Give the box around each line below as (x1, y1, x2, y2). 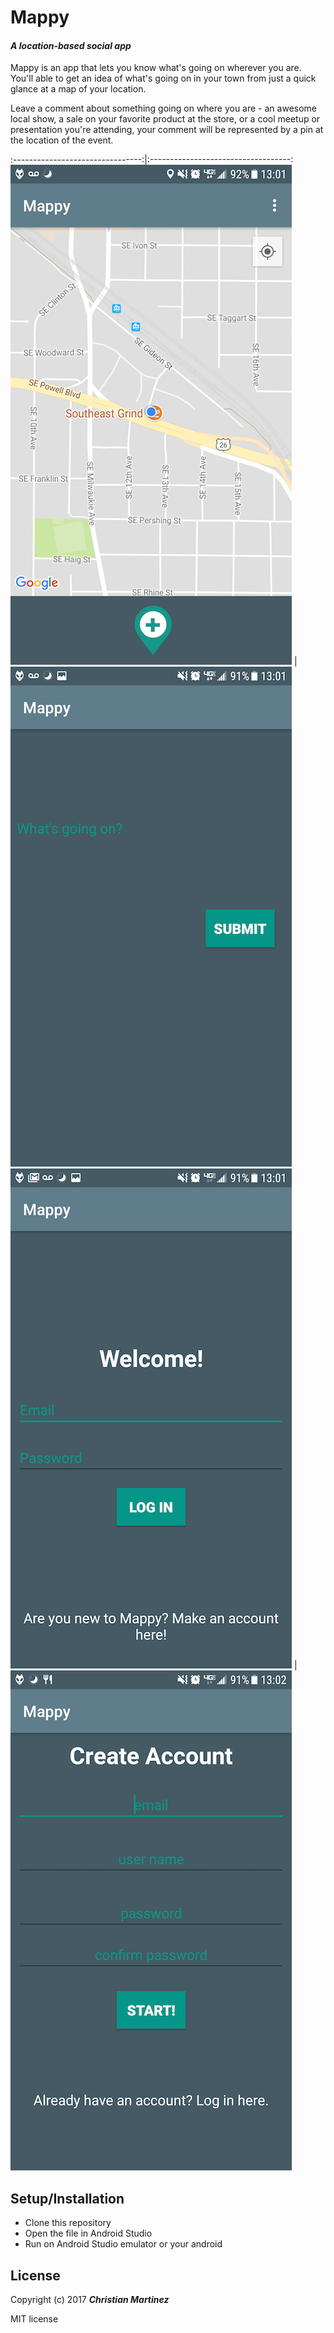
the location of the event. (10, 134, 114, 146)
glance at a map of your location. (10, 83, 147, 95)
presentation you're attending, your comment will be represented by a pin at (10, 124, 324, 136)
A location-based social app (10, 39, 132, 51)
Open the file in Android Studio (24, 2227, 153, 2240)
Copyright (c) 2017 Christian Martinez (10, 2294, 170, 2306)
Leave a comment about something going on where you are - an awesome (10, 102, 318, 115)
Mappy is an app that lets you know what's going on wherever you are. (10, 62, 302, 74)
